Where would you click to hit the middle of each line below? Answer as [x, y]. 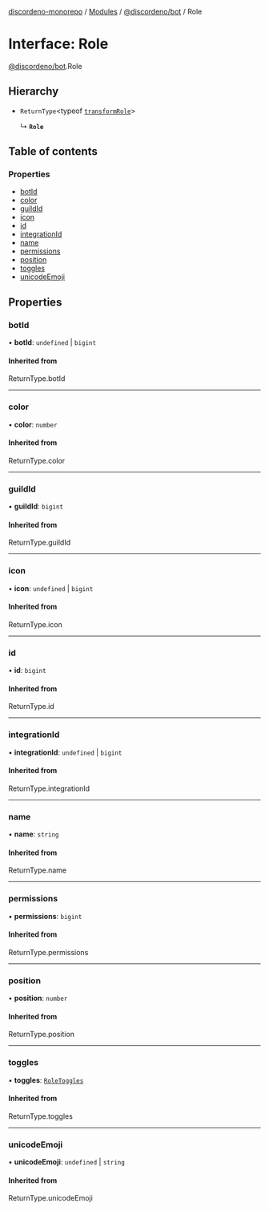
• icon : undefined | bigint [51, 588]
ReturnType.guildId [39, 543]
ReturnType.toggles [41, 1116]
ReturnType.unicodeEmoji [51, 1198]
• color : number [33, 424]
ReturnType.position [41, 1035]
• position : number [38, 998]
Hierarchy [34, 91]
